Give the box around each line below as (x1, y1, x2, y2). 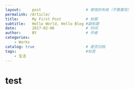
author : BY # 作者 (5, 30, 98, 35)
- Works (14, 40, 30, 45)
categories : (5, 35, 30, 40)
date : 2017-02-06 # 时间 (5, 26, 98, 31)
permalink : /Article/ (5, 12, 50, 17)
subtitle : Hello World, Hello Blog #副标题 (5, 21, 99, 26)
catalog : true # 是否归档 (5, 44, 105, 49)
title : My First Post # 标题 (5, 16, 98, 21)
